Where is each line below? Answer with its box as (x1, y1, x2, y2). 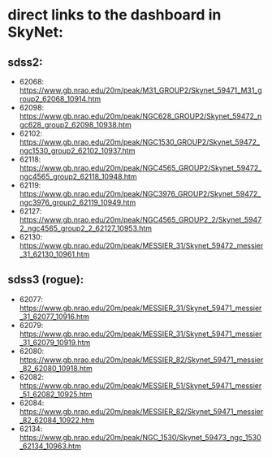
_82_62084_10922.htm (19, 415, 95, 425)
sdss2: (7, 55, 43, 69)
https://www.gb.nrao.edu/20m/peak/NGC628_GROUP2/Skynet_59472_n (19, 111, 262, 121)
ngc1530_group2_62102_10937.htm (19, 146, 136, 155)
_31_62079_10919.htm (19, 337, 91, 347)
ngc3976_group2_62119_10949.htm (19, 197, 136, 207)
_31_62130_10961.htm (19, 249, 90, 259)
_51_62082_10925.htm (19, 389, 93, 399)
